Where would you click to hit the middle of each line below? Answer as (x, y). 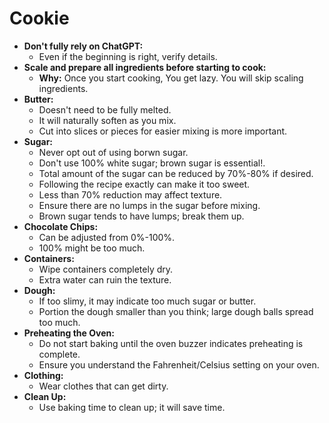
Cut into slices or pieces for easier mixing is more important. (163, 131)
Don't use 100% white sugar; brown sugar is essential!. (152, 163)
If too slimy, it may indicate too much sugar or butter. (147, 301)
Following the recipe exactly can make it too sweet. (144, 184)
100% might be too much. (92, 248)
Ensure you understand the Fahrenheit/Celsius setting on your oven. (179, 364)
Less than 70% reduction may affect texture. (130, 194)
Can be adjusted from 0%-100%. (107, 237)
